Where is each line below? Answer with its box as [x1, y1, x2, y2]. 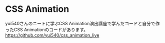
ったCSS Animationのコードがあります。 [5, 26, 88, 33]
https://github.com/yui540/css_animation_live [5, 32, 99, 38]
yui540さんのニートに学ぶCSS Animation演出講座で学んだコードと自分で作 [5, 20, 160, 26]
